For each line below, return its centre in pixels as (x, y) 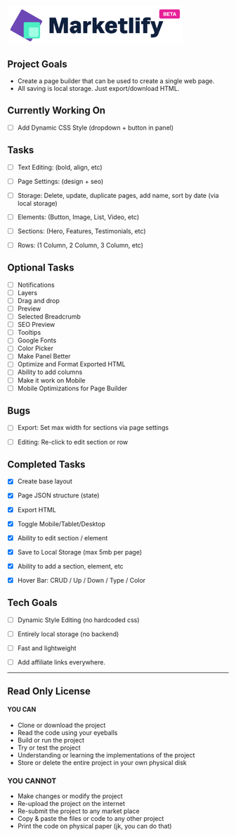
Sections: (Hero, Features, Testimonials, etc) (81, 231)
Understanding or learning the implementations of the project (106, 755)
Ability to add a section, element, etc (71, 566)
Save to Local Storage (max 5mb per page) (80, 552)
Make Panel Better (44, 356)
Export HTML (37, 509)
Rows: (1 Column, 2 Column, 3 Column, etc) (80, 245)
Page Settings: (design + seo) (60, 181)
